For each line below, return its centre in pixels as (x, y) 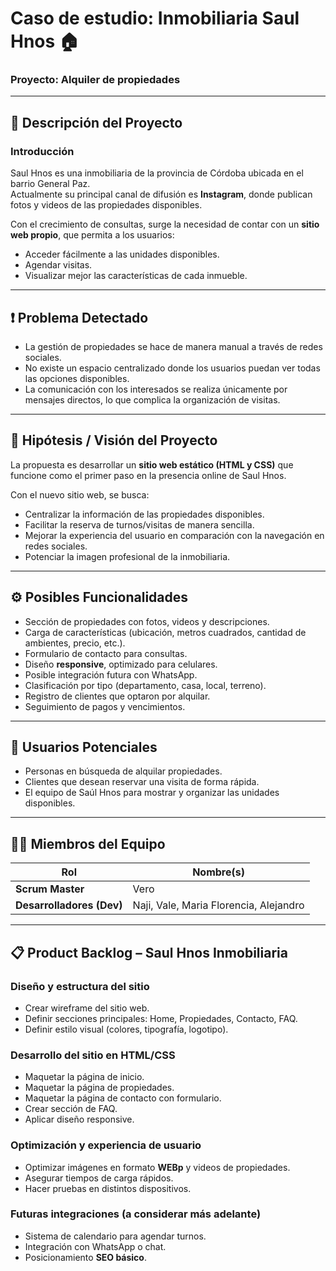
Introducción (42, 151)
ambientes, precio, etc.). (75, 643)
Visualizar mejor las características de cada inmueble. (136, 276)
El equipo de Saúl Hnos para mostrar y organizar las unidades (152, 793)
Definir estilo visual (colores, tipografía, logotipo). (126, 1029)
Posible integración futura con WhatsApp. (111, 674)
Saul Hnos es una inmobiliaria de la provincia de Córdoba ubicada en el (157, 173)
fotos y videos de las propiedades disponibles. (106, 205)
